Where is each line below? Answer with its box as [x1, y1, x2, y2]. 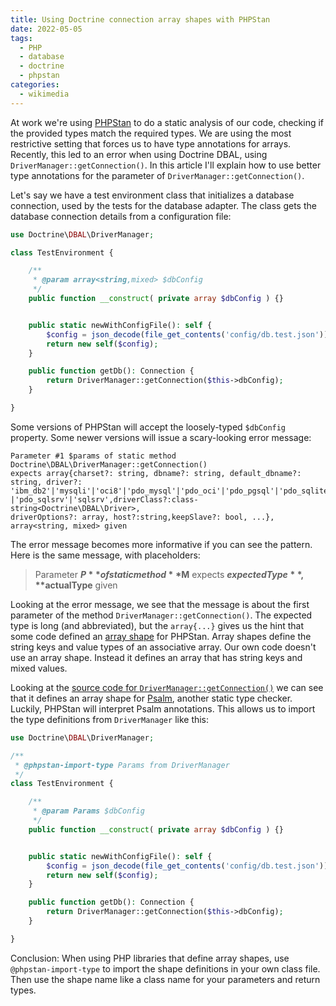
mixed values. [10, 662, 68, 674]
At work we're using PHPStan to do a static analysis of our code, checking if [10, 116, 325, 128]
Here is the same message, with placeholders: [10, 549, 201, 561]
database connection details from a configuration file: [10, 210, 232, 222]
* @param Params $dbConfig [32, 806, 145, 816]
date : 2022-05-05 [10, 24, 83, 34]
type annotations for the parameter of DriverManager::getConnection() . [10, 169, 305, 181]
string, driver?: [10, 477, 83, 487]
